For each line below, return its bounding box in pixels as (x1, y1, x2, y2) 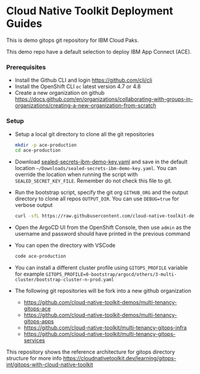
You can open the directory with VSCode (14, 242, 116, 249)
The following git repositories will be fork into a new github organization (14, 288, 192, 295)
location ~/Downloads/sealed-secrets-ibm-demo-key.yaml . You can (14, 165, 177, 172)
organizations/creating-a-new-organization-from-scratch (14, 102, 156, 109)
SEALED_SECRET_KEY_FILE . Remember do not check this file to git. (14, 177, 173, 184)
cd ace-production (14, 147, 61, 153)
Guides (6, 17, 43, 30)
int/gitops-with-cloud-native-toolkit (6, 361, 94, 368)
